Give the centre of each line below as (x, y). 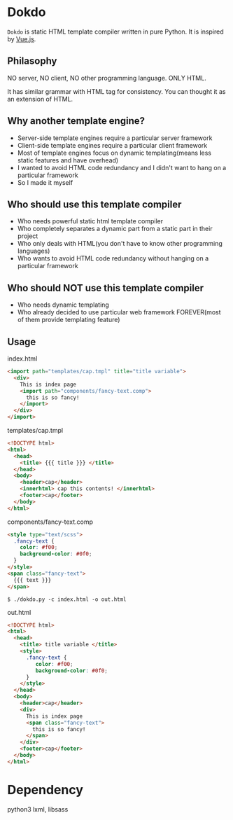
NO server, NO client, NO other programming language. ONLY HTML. (107, 78)
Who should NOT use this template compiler (106, 288)
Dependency (45, 790)
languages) (34, 251)
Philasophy (32, 61)
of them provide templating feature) (69, 320)
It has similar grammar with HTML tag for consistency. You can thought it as (116, 91)
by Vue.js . (22, 39)
